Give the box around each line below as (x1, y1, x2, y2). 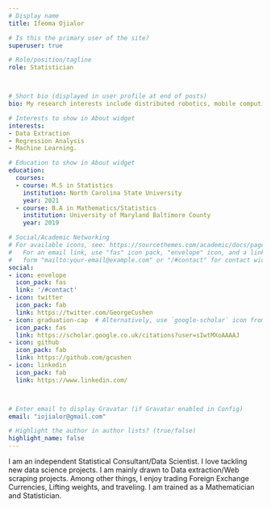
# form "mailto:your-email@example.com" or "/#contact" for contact (8, 256, 251, 264)
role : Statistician (8, 64, 74, 72)
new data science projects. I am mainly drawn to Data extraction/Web (8, 465, 240, 475)
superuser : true (8, 41, 63, 49)
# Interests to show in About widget (8, 114, 135, 122)
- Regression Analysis (8, 136, 85, 145)
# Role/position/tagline (8, 56, 92, 65)
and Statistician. (8, 491, 62, 501)
